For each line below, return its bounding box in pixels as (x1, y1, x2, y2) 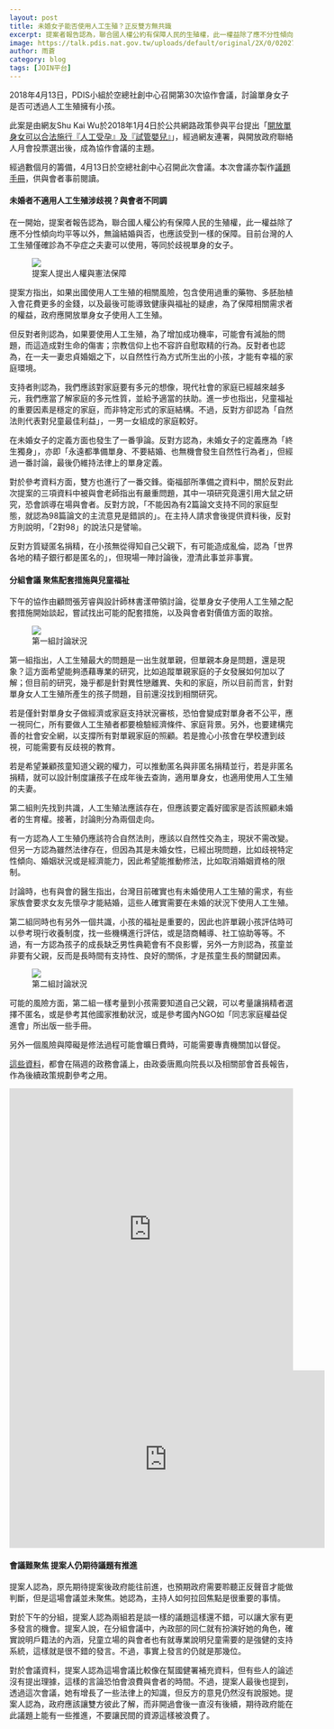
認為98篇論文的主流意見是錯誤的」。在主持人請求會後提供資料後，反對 (32, 511, 292, 522)
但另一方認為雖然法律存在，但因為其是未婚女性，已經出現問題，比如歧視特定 (9, 845, 293, 855)
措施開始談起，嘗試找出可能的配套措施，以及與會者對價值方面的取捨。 (16, 607, 277, 618)
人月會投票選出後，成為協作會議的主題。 (9, 142, 159, 153)
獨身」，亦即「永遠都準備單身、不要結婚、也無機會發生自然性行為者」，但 (16, 446, 285, 457)
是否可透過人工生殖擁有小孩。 (9, 100, 120, 111)
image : (9, 38, 34, 48)
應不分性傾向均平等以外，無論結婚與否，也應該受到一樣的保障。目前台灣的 (9, 228, 285, 239)
